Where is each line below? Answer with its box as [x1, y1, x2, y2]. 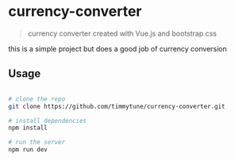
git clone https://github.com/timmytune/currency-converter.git [8, 102, 225, 110]
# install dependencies [8, 117, 87, 125]
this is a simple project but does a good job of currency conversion [8, 44, 228, 53]
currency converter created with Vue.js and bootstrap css [27, 29, 217, 38]
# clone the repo [8, 94, 66, 103]
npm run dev [8, 146, 48, 154]
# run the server [8, 138, 66, 147]
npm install [8, 124, 48, 132]
